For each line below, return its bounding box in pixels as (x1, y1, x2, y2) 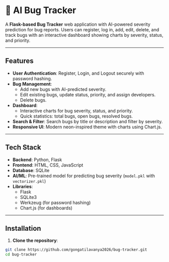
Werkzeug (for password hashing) (20, 199, 91, 205)
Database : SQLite (12, 167, 50, 173)
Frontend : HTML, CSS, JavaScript (12, 162, 83, 168)
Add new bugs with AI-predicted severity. (20, 86, 107, 92)
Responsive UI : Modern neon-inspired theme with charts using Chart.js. (12, 124, 162, 130)
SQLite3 (20, 194, 37, 200)
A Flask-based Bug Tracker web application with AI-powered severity (5, 21, 151, 27)
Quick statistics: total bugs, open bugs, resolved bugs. (20, 113, 133, 119)
